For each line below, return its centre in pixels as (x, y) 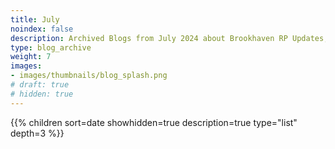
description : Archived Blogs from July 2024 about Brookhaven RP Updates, (169, 38)
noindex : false (42, 29)
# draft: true (40, 85)
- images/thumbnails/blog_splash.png (89, 76)
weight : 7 (31, 57)
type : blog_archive (51, 47)
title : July (35, 19)
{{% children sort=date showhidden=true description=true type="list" (154, 122)
